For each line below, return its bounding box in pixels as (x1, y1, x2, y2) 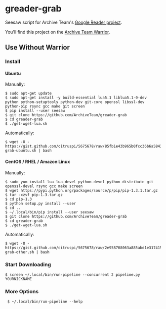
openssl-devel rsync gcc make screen (5, 184, 83, 189)
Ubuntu (5, 70, 21, 76)
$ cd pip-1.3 (5, 197, 32, 202)
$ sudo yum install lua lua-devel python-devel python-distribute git (5, 179, 154, 184)
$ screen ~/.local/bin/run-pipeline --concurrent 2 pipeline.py (5, 272, 140, 277)
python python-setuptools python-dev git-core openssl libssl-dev (5, 100, 145, 104)
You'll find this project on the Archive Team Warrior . (5, 29, 110, 35)
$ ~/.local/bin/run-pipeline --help (7, 299, 83, 305)
